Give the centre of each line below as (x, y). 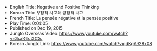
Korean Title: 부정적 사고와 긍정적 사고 (47, 13)
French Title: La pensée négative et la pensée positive (64, 18)
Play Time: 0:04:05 (29, 23)
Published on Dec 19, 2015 (36, 28)
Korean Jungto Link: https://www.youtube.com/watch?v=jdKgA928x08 (81, 44)
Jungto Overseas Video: (34, 33)
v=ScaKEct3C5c (26, 38)
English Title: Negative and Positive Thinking (54, 7)
